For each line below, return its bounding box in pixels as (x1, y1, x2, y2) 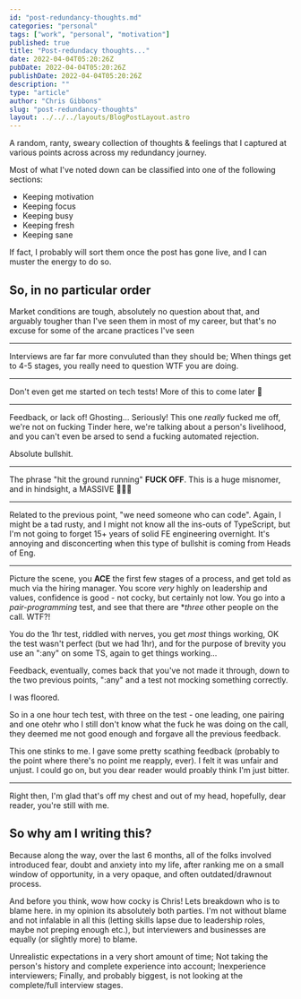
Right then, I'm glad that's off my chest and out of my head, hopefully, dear (9, 790, 287, 801)
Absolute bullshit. (9, 448, 73, 459)
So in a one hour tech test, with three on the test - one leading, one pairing (9, 709, 285, 719)
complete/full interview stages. (9, 979, 124, 990)
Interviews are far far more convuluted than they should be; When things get (9, 350, 292, 361)
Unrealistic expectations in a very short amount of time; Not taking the (9, 951, 269, 961)
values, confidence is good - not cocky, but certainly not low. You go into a (9, 592, 286, 603)
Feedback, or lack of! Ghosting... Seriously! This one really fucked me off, (9, 411, 280, 422)
